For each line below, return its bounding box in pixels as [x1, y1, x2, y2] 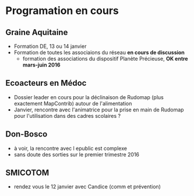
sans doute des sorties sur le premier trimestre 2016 [13, 150, 140, 158]
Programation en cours [5, 4, 119, 17]
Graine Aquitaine [5, 27, 68, 37]
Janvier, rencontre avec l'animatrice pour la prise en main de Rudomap [13, 106, 184, 113]
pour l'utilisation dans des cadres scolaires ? [13, 112, 121, 119]
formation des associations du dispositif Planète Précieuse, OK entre [22, 55, 188, 62]
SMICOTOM [5, 168, 50, 178]
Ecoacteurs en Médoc [5, 78, 87, 88]
